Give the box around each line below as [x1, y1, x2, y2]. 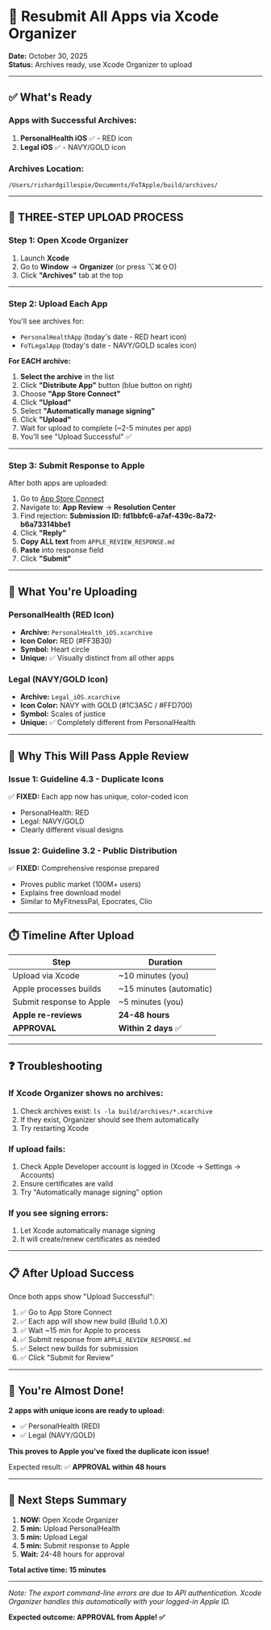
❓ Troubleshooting [8, 1060, 102, 1073]
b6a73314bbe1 [19, 519, 71, 529]
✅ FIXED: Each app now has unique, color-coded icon [8, 791, 189, 801]
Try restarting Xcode [19, 1123, 89, 1132]
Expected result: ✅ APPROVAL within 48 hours [8, 1461, 167, 1471]
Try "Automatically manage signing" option [19, 1187, 163, 1197]
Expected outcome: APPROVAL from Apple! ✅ [8, 1612, 165, 1622]
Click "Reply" [19, 528, 67, 538]
